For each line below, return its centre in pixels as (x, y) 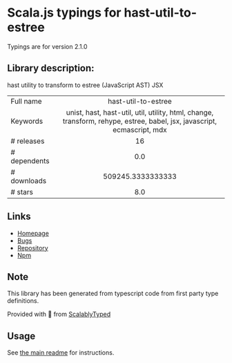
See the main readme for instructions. (61, 353)
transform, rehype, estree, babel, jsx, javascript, (140, 121)
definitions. (23, 301)
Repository (32, 248)
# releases (28, 141)
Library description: (51, 68)
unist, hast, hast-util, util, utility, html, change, (140, 112)
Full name (27, 101)
